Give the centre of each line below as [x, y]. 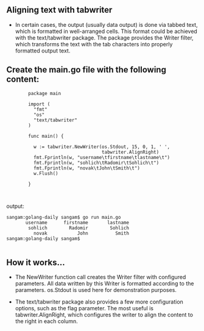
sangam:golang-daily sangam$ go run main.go [64, 217]
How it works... [36, 262]
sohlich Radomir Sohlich [79, 228]
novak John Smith [81, 233]
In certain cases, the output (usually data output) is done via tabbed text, [106, 24]
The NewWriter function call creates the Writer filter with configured [100, 277]
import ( [39, 104]
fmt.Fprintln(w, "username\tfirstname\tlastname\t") [102, 157]
